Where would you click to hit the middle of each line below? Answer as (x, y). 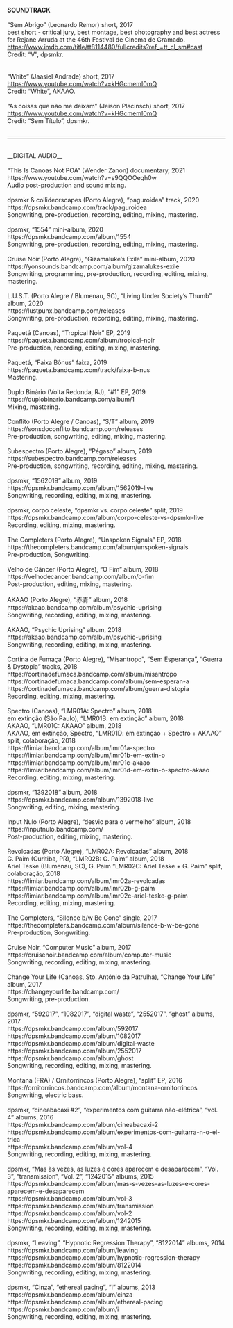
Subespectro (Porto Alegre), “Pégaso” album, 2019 (80, 451)
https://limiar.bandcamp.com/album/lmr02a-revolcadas (86, 881)
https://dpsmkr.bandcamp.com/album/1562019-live (80, 488)
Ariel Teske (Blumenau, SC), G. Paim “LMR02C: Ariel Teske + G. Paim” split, (115, 866)
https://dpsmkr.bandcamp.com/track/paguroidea (77, 207)
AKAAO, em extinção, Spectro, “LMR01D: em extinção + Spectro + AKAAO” (114, 733)
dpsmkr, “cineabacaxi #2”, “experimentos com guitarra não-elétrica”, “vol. (113, 1110)
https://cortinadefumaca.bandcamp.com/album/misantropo (92, 674)
